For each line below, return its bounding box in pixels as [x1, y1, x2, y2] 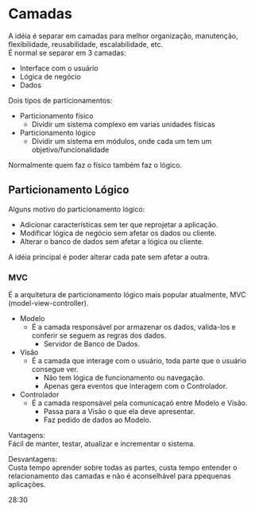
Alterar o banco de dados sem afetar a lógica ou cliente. [19, 236, 204, 246]
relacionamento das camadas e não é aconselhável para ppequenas [8, 471, 232, 481]
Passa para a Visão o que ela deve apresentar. [43, 407, 196, 416]
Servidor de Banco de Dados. [43, 339, 141, 349]
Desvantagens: [8, 455, 58, 464]
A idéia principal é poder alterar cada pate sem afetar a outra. [8, 252, 211, 261]
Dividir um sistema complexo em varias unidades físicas [31, 119, 216, 129]
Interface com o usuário [19, 63, 99, 72]
